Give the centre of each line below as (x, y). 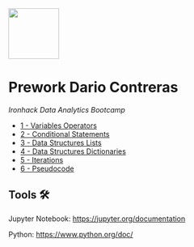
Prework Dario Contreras (93, 87)
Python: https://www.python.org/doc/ (71, 234)
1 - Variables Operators (58, 126)
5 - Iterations (42, 160)
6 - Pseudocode (47, 168)
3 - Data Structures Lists (61, 143)
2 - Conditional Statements (65, 134)
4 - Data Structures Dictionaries (73, 151)
